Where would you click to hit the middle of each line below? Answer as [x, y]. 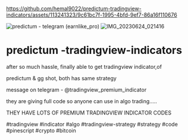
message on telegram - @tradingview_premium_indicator [76, 90]
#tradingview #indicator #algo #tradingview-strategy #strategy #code [92, 124]
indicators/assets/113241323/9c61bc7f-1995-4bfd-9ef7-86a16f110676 [92, 15]
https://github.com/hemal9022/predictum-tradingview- [74, 9]
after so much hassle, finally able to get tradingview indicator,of [84, 66]
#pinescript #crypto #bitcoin [41, 131]
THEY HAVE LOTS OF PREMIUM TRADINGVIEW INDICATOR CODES [89, 113]
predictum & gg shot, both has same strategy [62, 78]
